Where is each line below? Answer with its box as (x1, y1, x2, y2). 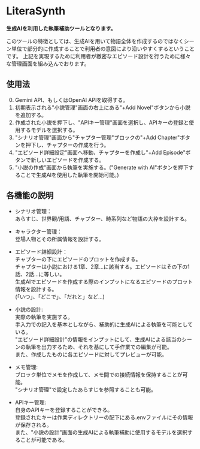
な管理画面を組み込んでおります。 (6, 60, 90, 67)
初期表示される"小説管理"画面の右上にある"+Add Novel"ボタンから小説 (14, 104, 190, 111)
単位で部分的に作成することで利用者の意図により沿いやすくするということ (11, 45, 195, 52)
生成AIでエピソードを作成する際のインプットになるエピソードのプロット (14, 278, 193, 285)
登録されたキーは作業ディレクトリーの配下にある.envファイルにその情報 (14, 414, 193, 421)
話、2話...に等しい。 (14, 270, 65, 278)
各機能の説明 (6, 191, 54, 201)
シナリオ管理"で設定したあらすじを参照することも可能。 (17, 385, 157, 393)
